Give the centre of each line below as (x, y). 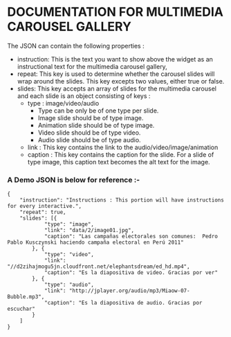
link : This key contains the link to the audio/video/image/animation (123, 147)
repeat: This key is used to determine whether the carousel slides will (116, 74)
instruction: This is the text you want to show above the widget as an (115, 59)
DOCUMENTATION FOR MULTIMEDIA (115, 12)
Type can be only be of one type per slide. (98, 110)
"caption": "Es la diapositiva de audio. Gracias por (123, 303)
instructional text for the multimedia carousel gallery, (92, 66)
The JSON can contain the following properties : (76, 46)
